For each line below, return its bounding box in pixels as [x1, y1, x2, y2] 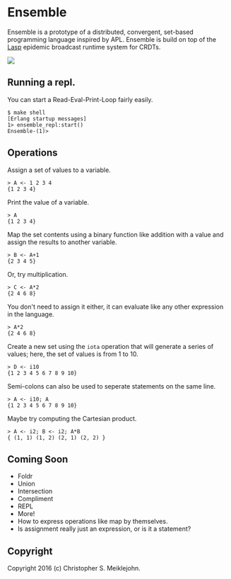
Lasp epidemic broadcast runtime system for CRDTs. [7, 42, 161, 51]
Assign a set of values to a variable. [7, 166, 111, 174]
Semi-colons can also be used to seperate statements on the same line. [7, 382, 216, 390]
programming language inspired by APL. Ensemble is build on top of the [7, 35, 217, 43]
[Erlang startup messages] [7, 115, 87, 122]
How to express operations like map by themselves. [17, 517, 168, 526]
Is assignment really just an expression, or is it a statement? [17, 524, 191, 533]
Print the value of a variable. [7, 197, 90, 206]
